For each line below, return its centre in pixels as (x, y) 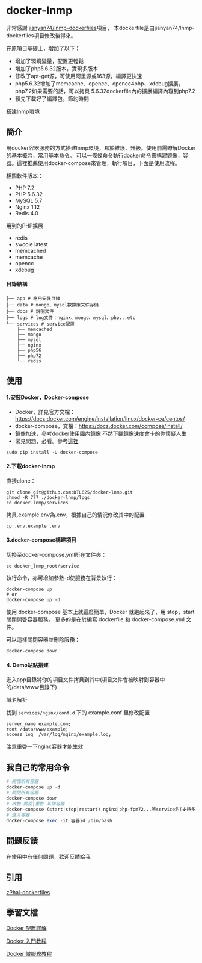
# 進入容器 (18, 815)
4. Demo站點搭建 (28, 665)
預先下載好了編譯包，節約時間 (52, 98)
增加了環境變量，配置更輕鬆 (49, 61)
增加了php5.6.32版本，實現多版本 (56, 68)
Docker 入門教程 (26, 941)
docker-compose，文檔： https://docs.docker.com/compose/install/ (99, 426)
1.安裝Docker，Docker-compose (47, 397)
